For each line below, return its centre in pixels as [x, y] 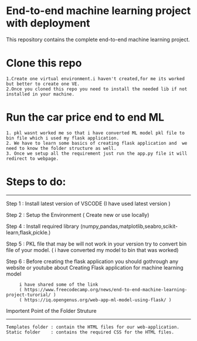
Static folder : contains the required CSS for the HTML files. [90, 332]
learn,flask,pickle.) [28, 232]
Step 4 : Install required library [43, 226]
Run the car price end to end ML [85, 117]
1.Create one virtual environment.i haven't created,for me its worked [95, 79]
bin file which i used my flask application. [62, 138]
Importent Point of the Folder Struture [51, 311]
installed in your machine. [40, 94]
